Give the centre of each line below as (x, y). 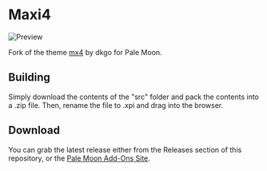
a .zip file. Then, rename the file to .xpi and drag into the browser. (116, 105)
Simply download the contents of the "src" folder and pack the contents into (134, 97)
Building (29, 78)
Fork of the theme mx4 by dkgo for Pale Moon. (85, 52)
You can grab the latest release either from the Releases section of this (125, 149)
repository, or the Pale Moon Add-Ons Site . (79, 158)
